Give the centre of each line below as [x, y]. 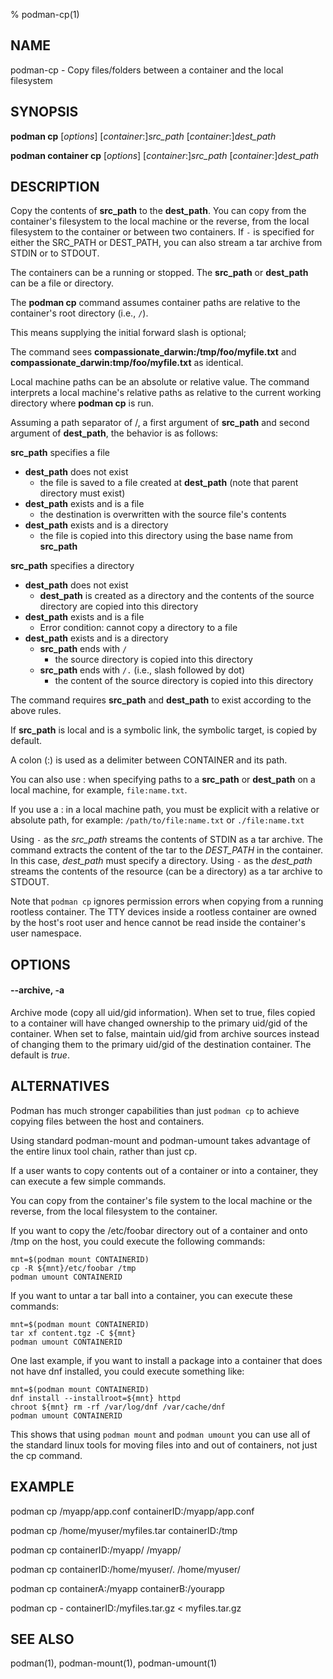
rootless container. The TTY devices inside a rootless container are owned [163, 912]
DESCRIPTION [55, 187]
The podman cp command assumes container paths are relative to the [155, 303]
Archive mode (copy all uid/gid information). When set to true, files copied [163, 1013]
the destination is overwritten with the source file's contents [163, 515]
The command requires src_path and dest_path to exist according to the [161, 700]
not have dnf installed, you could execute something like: [127, 1371]
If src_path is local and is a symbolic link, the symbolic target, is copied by [164, 730]
